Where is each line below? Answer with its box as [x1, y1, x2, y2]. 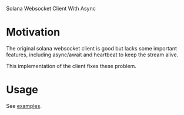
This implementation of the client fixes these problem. [6, 62, 137, 69]
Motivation [6, 26, 61, 39]
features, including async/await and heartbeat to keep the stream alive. [6, 51, 179, 58]
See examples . [6, 102, 42, 109]
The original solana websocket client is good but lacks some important [6, 45, 178, 52]
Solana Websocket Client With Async [6, 5, 96, 12]
